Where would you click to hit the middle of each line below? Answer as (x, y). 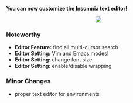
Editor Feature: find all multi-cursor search (66, 47)
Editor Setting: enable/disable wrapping (63, 66)
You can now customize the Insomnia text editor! (67, 8)
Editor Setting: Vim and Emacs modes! (62, 54)
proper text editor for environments (57, 94)
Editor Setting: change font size (53, 60)
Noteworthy (23, 35)
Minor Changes (28, 81)
